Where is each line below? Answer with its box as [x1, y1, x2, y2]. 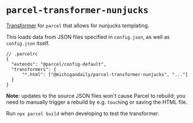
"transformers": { [11, 67, 57, 72]
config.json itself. [6, 39, 50, 46]
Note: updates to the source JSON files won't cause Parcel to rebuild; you [6, 92, 186, 99]
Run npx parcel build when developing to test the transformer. [6, 109, 159, 117]
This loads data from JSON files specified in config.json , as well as [6, 33, 170, 40]
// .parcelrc [6, 51, 38, 57]
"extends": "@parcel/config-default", [11, 61, 107, 67]
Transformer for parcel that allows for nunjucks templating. [6, 22, 149, 29]
